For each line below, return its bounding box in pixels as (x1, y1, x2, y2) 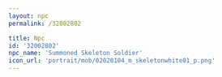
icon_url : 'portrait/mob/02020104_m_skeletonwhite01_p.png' (8, 57, 216, 65)
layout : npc (8, 11, 49, 20)
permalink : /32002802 (8, 19, 82, 28)
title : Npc (8, 34, 45, 42)
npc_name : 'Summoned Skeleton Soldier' (8, 49, 143, 58)
